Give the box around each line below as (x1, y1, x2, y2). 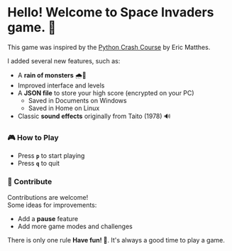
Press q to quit (17, 159, 60, 168)
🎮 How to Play (7, 132, 59, 142)
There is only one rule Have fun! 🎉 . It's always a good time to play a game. (7, 235, 225, 244)
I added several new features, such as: (7, 56, 121, 65)
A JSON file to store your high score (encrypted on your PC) (17, 88, 194, 97)
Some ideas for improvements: (7, 201, 97, 209)
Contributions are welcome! (7, 193, 89, 201)
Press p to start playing (17, 151, 85, 160)
